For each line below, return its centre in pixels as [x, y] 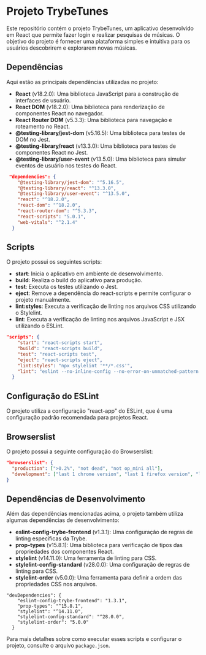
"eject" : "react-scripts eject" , [60, 360]
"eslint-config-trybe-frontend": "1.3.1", [72, 601]
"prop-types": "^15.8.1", [51, 606]
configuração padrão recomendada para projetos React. [78, 418]
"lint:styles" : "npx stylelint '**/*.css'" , [75, 366]
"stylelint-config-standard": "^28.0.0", [71, 617]
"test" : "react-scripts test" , [57, 354]
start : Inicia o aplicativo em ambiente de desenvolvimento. [89, 274]
